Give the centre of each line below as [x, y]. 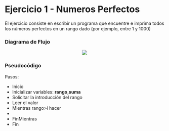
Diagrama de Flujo [27, 41]
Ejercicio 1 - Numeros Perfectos [72, 9]
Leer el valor [25, 103]
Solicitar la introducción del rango [47, 97]
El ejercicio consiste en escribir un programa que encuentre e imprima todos [85, 23]
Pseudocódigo [23, 66]
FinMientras [25, 119]
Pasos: [12, 76]
